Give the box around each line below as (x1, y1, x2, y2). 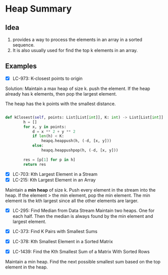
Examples (5, 62, 37, 71)
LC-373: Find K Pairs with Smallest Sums (12, 228, 97, 234)
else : (32, 143, 44, 148)
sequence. (12, 42, 35, 48)
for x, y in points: (23, 124, 67, 129)
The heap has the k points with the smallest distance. (5, 101, 116, 107)
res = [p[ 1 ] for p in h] (23, 157, 76, 162)
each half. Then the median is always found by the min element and (12, 213, 153, 219)
